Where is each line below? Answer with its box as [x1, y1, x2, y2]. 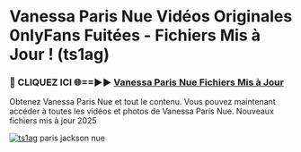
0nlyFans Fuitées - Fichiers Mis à [9, 25, 261, 46]
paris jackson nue [39, 132, 106, 144]
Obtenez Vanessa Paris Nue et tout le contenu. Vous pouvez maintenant [9, 97, 276, 107]
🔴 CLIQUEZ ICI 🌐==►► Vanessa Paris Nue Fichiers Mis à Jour [9, 76, 285, 89]
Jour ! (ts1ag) [9, 45, 110, 64]
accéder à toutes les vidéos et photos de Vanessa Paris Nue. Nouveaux [9, 106, 274, 117]
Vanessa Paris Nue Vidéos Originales [9, 6, 293, 27]
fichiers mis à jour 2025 [9, 115, 97, 126]
